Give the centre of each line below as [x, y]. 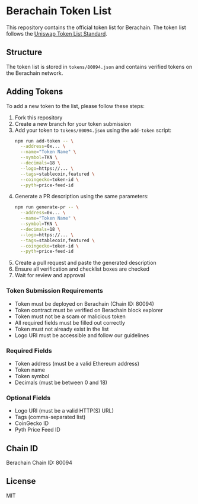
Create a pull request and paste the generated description [85, 263]
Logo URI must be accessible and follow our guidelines [82, 335]
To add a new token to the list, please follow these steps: [76, 106]
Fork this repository [39, 118]
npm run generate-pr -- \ [47, 207]
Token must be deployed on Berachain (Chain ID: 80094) [84, 303]
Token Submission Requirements [55, 291]
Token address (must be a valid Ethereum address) [77, 363]
